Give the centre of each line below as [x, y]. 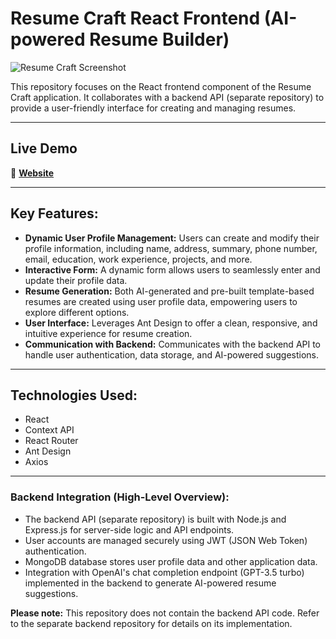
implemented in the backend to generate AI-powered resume [150, 583]
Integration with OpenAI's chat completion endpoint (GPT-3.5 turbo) [164, 572]
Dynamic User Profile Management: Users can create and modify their [172, 238]
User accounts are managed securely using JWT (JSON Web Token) [166, 540]
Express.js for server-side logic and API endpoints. [129, 529]
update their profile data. [76, 280]
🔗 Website [32, 173]
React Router [51, 441]
